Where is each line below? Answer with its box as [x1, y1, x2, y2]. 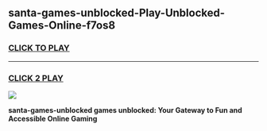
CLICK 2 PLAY [8, 72, 64, 83]
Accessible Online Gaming [8, 114, 98, 123]
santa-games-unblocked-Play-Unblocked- [8, 6, 225, 20]
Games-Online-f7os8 [8, 19, 116, 33]
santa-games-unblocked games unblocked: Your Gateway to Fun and [8, 105, 242, 114]
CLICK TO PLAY [8, 43, 70, 54]
